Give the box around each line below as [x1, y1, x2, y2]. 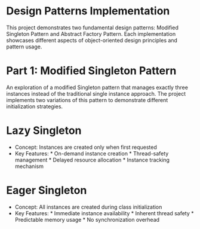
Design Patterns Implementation [6, 4, 170, 18]
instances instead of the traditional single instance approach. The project [6, 90, 186, 97]
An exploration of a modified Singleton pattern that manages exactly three [6, 84, 188, 91]
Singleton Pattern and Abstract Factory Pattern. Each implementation [6, 30, 176, 37]
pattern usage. [6, 43, 42, 50]
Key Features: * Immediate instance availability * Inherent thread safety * [14, 209, 194, 216]
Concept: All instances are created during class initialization [14, 203, 162, 210]
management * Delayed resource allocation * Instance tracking [14, 156, 170, 163]
